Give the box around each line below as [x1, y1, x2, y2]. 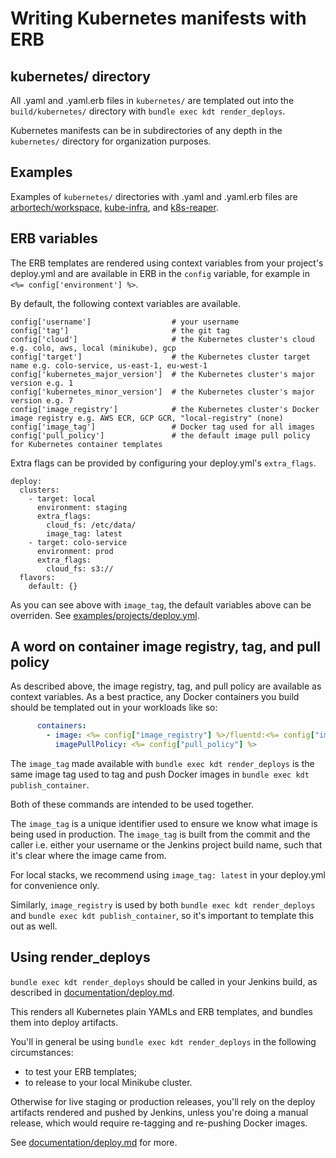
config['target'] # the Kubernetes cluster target [10, 352, 311, 362]
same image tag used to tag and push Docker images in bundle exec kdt [10, 768, 310, 781]
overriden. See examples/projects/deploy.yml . [10, 609, 200, 621]
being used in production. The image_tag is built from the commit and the [10, 828, 311, 841]
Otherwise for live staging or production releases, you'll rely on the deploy [10, 1095, 316, 1107]
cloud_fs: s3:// [46, 563, 114, 574]
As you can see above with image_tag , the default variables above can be [10, 598, 312, 611]
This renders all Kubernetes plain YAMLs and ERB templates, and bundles [10, 1005, 313, 1017]
